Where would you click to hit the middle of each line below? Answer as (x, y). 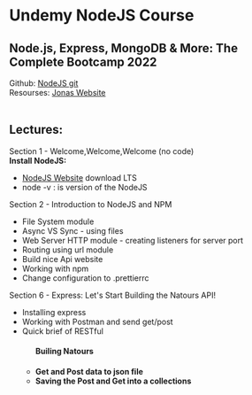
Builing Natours (65, 352)
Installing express (54, 312)
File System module (58, 221)
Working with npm (55, 268)
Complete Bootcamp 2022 (83, 62)
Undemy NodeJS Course (102, 15)
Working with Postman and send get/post (98, 321)
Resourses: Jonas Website (57, 93)
